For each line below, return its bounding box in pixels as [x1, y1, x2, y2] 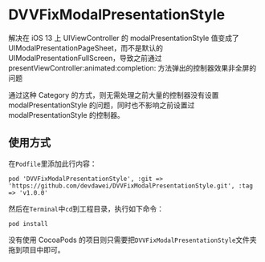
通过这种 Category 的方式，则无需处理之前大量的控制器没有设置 [8, 90, 219, 99]
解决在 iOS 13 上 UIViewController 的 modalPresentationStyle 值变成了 [8, 33, 239, 42]
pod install [8, 220, 48, 228]
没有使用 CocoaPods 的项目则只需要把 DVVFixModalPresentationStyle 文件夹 [8, 235, 257, 244]
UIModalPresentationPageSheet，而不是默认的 [8, 42, 163, 53]
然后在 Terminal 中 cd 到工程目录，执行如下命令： [8, 204, 165, 213]
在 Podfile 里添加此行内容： [8, 159, 98, 168]
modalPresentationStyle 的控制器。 [8, 110, 124, 119]
